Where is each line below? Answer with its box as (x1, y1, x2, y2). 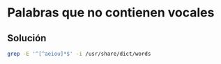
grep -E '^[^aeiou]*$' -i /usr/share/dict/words (7, 50, 151, 57)
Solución (7, 32, 47, 44)
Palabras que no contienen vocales (7, 5, 215, 21)
